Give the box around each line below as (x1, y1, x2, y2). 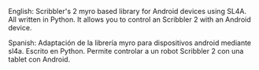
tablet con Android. (8, 54, 71, 64)
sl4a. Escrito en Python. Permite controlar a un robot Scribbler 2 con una (8, 47, 244, 55)
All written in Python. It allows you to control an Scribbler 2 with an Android (8, 15, 252, 24)
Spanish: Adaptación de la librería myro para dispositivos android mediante (8, 38, 252, 47)
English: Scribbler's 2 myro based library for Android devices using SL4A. (8, 7, 247, 16)
